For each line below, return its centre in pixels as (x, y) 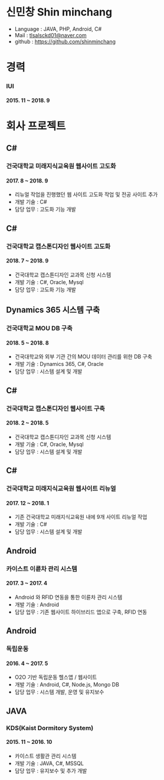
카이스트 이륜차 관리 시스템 (42, 569)
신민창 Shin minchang (59, 12)
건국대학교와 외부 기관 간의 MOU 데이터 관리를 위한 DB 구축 (83, 357)
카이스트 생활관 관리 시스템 (45, 756)
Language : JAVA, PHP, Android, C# (58, 29)
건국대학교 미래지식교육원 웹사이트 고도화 (61, 166)
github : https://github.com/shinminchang (65, 41)
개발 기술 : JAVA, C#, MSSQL (49, 763)
